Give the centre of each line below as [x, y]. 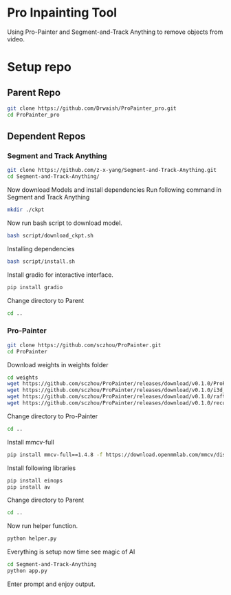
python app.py [27, 571]
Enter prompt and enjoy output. [51, 584]
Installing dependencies [41, 248]
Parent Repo [34, 92]
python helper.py [32, 539]
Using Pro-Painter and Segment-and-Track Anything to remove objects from [115, 32]
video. [16, 39]
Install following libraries [42, 468]
